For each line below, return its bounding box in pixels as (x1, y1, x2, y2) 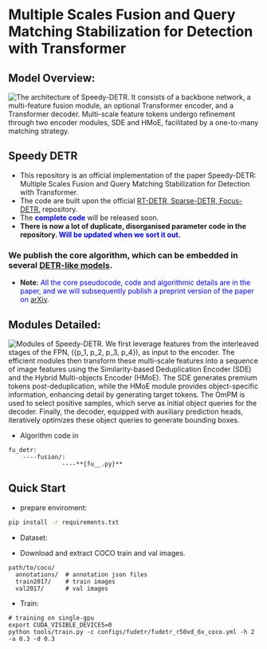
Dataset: (19, 533, 48, 542)
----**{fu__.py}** (61, 460, 124, 468)
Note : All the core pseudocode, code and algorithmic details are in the (19, 277, 251, 288)
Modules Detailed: (8, 317, 101, 332)
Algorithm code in (19, 431, 79, 440)
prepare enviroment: (19, 502, 88, 512)
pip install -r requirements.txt (8, 518, 120, 526)
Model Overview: (8, 71, 96, 85)
